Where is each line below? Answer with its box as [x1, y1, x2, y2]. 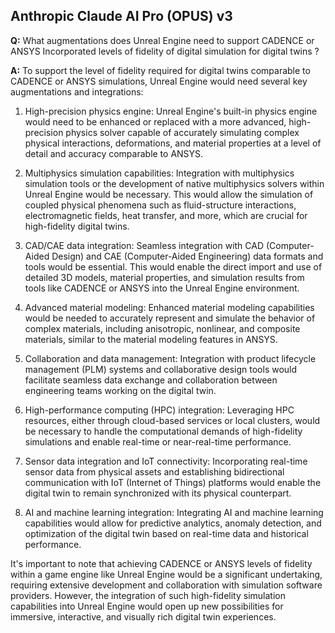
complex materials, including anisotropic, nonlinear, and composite [24, 322, 301, 334]
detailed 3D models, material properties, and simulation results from [24, 271, 305, 283]
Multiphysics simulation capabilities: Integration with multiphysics [24, 167, 295, 179]
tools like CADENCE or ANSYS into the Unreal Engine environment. [24, 282, 300, 294]
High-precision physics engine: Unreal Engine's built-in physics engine [24, 105, 318, 117]
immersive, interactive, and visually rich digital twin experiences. [10, 610, 277, 623]
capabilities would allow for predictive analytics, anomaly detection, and [24, 517, 322, 529]
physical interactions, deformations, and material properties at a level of [24, 137, 322, 149]
